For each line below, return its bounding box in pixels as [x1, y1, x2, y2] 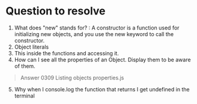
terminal [14, 92, 35, 99]
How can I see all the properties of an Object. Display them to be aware [14, 56, 191, 63]
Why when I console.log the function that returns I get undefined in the [14, 85, 190, 93]
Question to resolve [5, 4, 106, 18]
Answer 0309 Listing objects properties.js [20, 74, 124, 81]
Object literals [14, 43, 49, 50]
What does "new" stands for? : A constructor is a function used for [14, 24, 180, 31]
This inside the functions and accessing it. [14, 49, 120, 57]
